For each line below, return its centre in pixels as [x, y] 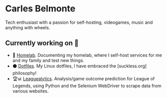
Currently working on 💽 [42, 43]
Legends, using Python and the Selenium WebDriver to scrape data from [87, 86]
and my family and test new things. [48, 60]
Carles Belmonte [40, 9]
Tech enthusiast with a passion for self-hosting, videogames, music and [79, 22]
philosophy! [24, 73]
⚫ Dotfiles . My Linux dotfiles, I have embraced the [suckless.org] [80, 66]
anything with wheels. [28, 27]
